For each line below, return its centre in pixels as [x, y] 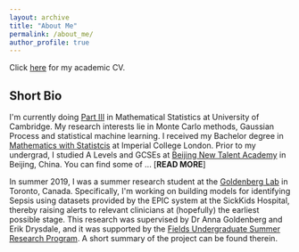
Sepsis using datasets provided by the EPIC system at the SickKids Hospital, [149, 200]
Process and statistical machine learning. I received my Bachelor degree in [146, 136]
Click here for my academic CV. [67, 68]
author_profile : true [50, 42]
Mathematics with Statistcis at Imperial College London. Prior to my [133, 146]
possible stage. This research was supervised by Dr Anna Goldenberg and [146, 220]
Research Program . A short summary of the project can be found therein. [144, 239]
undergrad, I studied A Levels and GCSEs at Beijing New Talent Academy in [148, 155]
